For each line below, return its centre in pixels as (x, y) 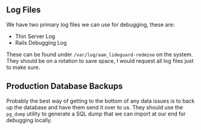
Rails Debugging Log (41, 42)
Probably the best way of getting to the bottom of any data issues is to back (101, 101)
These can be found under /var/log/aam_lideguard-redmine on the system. (100, 54)
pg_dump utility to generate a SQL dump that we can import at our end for (96, 114)
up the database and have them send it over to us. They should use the (95, 107)
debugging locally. (29, 120)
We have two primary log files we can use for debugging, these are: (91, 24)
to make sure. (23, 67)
